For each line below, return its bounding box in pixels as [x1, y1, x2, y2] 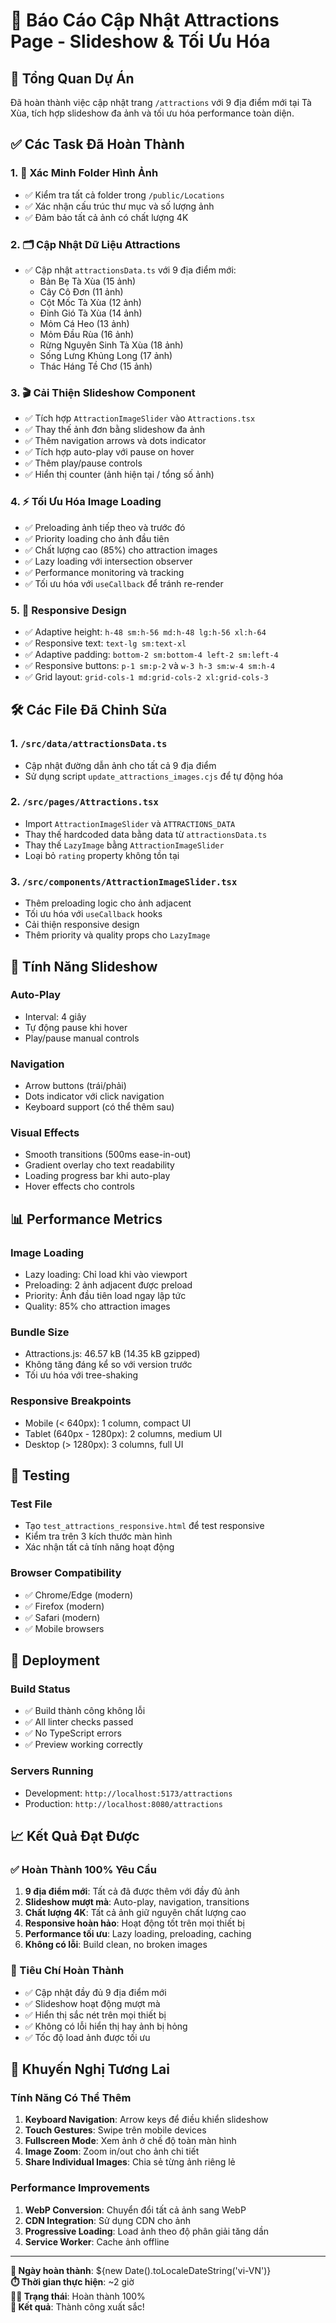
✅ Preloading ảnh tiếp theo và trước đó [24, 521, 186, 533]
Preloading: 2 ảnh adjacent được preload [24, 1279, 193, 1291]
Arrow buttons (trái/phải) [24, 1080, 127, 1092]
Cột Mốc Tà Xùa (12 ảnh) [39, 296, 142, 308]
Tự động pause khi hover [24, 1021, 128, 1033]
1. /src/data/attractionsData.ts [10, 737, 168, 751]
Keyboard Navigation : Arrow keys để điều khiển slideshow [24, 2114, 269, 2126]
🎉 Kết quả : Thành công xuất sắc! [10, 2300, 145, 2313]
